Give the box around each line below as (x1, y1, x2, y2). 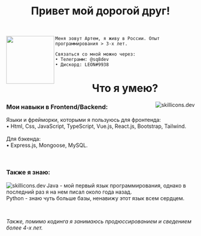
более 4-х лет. (6, 224, 43, 231)
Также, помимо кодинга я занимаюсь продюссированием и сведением (6, 217, 191, 225)
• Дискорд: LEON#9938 (55, 62, 109, 68)
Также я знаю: (6, 168, 51, 177)
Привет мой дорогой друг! (31, 4, 170, 18)
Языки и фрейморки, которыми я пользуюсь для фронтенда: (6, 117, 162, 124)
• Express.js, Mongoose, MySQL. (6, 142, 88, 149)
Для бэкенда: (6, 136, 41, 143)
